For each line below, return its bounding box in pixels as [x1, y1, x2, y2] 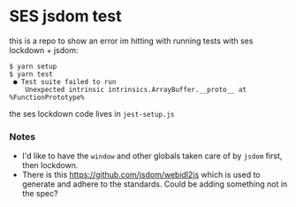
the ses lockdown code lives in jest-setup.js [9, 108, 175, 119]
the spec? [21, 188, 59, 199]
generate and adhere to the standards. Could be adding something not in [21, 179, 288, 189]
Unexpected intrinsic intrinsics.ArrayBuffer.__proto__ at [25, 85, 247, 94]
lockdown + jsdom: [9, 44, 79, 55]
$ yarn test [9, 69, 53, 79]
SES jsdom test [9, 6, 122, 27]
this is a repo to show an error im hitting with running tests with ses [9, 35, 254, 46]
